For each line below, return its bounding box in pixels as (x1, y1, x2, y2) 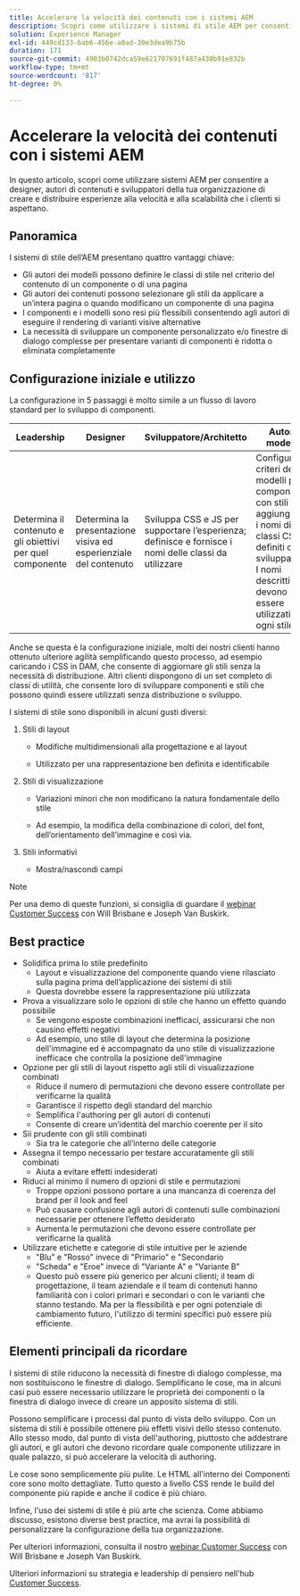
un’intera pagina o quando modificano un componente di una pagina (21, 298, 274, 309)
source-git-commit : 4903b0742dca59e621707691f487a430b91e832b (9, 54, 246, 63)
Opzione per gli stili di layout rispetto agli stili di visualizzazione (21, 1062, 254, 1072)
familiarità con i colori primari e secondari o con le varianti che (35, 1290, 265, 1300)
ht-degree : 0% (9, 79, 62, 88)
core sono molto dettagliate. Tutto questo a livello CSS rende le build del (9, 1478, 275, 1489)
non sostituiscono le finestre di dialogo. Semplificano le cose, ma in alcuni (9, 1376, 281, 1388)
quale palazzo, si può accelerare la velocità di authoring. (9, 1451, 217, 1462)
